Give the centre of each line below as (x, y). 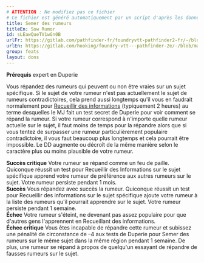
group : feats (23, 52)
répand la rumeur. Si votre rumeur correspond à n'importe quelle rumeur (97, 119)
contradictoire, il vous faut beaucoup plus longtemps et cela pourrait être (98, 138)
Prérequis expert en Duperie (42, 74)
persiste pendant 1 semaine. (42, 208)
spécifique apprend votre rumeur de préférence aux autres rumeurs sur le (99, 176)
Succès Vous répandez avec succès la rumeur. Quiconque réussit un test (98, 189)
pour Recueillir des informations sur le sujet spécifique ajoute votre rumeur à (102, 195)
